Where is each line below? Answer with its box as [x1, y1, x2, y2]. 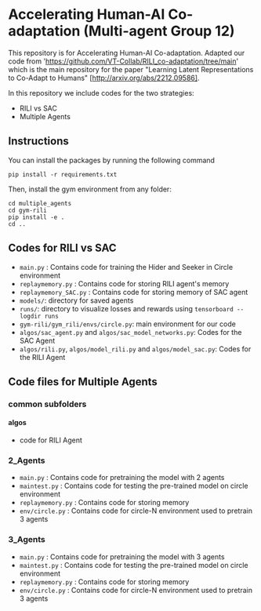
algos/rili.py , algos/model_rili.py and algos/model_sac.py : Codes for [19, 344, 252, 354]
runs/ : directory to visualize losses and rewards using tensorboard [19, 304, 234, 313]
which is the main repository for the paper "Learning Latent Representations [8, 64, 254, 74]
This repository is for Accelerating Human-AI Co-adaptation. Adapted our [8, 48, 245, 57]
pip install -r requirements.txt [8, 170, 118, 178]
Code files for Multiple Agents [8, 375, 158, 388]
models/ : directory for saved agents [19, 296, 134, 305]
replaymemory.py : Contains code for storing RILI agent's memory [19, 278, 230, 288]
